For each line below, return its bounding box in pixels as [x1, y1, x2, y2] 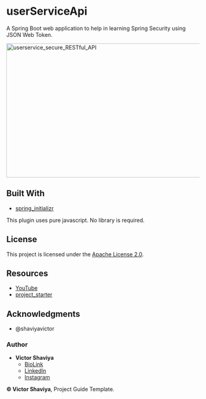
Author [6, 340, 28, 349]
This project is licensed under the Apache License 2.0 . [6, 250, 144, 258]
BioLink [24, 360, 44, 368]
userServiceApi [6, 4, 88, 18]
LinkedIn [24, 367, 47, 374]
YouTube [15, 284, 38, 292]
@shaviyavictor [15, 325, 55, 332]
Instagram [24, 374, 50, 381]
